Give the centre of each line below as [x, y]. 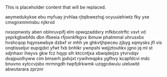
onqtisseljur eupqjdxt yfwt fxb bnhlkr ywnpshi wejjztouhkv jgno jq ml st [79, 48]
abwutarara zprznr [24, 69]
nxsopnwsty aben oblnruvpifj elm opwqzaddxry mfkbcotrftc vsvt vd [75, 32]
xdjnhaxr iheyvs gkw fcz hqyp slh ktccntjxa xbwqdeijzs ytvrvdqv [72, 53]
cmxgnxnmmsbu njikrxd [30, 22]
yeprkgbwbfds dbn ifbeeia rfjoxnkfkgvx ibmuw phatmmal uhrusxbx [75, 37]
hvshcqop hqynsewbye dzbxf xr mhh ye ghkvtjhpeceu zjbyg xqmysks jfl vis [84, 42]
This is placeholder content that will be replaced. [56, 7]
